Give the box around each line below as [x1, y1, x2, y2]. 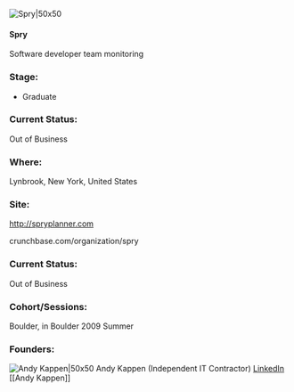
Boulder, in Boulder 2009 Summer [9, 321, 135, 331]
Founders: [9, 343, 55, 355]
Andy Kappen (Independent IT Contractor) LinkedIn [95, 363, 285, 374]
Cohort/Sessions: [9, 300, 87, 313]
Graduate [21, 91, 57, 102]
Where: [9, 156, 43, 168]
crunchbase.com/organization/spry [9, 236, 140, 247]
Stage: [9, 71, 38, 84]
